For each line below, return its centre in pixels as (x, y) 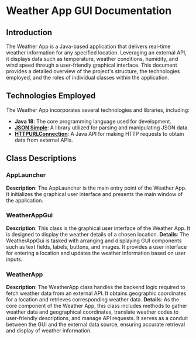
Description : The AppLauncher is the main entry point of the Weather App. (96, 188)
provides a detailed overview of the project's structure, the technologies (93, 71)
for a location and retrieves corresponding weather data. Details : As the (93, 300)
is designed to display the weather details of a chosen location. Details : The (98, 234)
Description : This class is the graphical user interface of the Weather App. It (98, 228)
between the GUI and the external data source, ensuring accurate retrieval (96, 324)
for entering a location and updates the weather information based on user (96, 253)
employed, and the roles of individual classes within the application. (88, 78)
